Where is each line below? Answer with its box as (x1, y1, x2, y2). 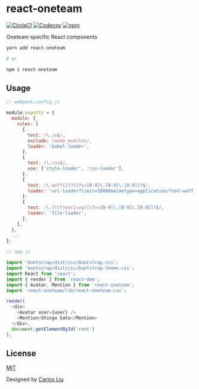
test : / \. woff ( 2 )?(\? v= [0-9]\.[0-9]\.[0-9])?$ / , (27, 182, 151, 188)
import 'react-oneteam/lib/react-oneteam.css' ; (6, 287, 127, 294)
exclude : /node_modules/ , (27, 137, 93, 144)
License (6, 348, 36, 358)
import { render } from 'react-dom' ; (6, 276, 100, 282)
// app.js (6, 249, 31, 255)
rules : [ (17, 121, 39, 127)
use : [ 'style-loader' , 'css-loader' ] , (27, 165, 124, 171)
